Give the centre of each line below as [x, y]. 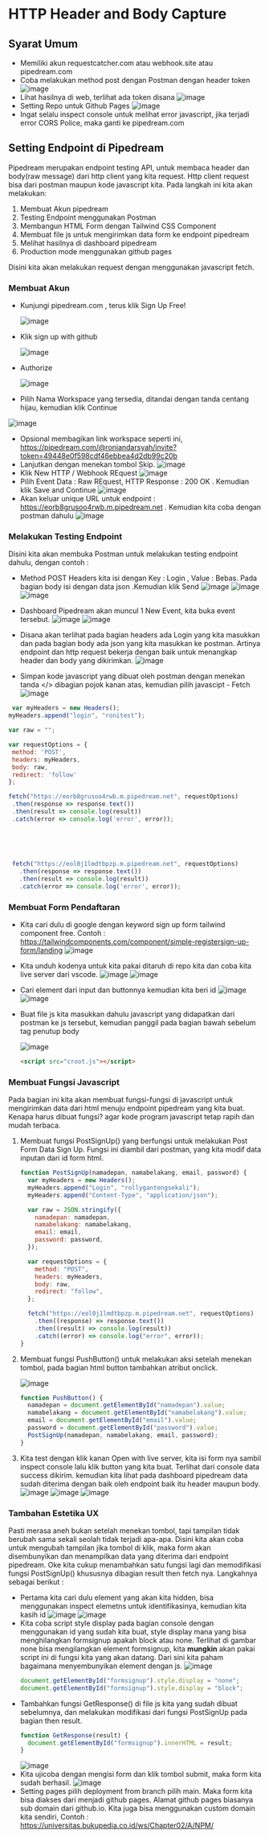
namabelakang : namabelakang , [84, 1225]
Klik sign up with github [59, 337]
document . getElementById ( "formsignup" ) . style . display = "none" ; [130, 1680]
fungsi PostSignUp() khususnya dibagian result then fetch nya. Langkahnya [133, 1573]
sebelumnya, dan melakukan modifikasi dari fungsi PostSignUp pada [133, 1712]
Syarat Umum [43, 44]
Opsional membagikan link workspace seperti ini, [101, 439]
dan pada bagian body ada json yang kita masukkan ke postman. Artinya [140, 644]
